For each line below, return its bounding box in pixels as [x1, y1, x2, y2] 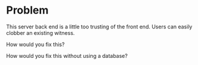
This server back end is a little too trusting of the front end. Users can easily [6, 23, 193, 30]
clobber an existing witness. [6, 29, 76, 36]
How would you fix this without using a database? [6, 52, 128, 59]
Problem [6, 4, 49, 17]
